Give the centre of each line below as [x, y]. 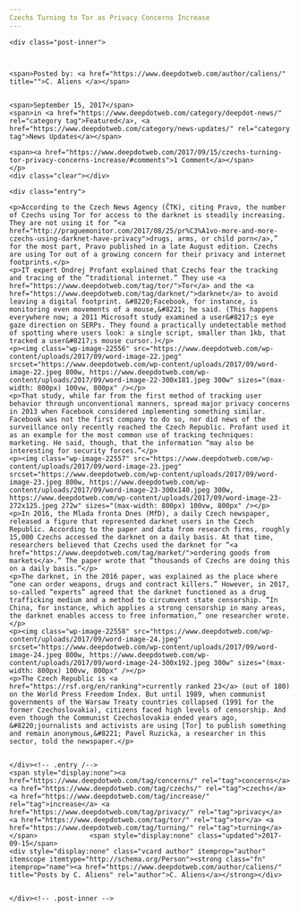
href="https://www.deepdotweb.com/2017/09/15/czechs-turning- [163, 152]
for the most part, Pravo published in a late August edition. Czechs [144, 246]
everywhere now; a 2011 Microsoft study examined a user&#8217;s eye [142, 317]
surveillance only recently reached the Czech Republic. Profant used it [150, 427]
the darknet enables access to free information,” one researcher [136, 616]
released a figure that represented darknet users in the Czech [132, 522]
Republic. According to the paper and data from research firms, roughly [150, 529]
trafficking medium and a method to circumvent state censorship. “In [144, 600]
